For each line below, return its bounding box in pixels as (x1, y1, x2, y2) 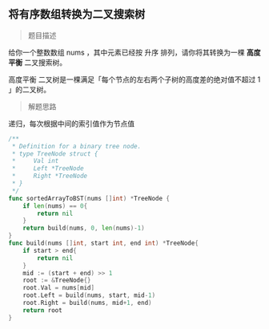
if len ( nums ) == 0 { (22, 201, 88, 210)
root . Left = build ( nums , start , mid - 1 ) (22, 291, 156, 299)
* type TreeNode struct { (11, 149, 98, 158)
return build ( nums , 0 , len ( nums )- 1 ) (22, 224, 146, 233)
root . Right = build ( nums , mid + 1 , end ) (22, 299, 152, 307)
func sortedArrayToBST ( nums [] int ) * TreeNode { (8, 194, 171, 202)
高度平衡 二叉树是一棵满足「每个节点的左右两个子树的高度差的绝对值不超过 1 (8, 75, 261, 84)
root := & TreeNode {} (22, 276, 91, 285)
